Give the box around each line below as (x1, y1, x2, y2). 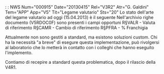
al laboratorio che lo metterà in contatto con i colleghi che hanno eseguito (5, 45, 155, 50)
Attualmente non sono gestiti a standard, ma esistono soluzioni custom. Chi (5, 34, 158, 40)
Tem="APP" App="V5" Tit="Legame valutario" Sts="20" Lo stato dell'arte (5, 9, 154, 15)
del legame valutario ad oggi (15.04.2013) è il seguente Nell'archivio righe (5, 15, 154, 20)
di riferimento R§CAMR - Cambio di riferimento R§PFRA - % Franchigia (5, 25, 148, 31)
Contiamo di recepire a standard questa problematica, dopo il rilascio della (5, 59, 156, 65)
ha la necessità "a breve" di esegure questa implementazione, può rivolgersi (5, 39, 160, 45)
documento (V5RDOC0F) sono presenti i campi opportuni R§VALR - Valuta (5, 19, 156, 25)
